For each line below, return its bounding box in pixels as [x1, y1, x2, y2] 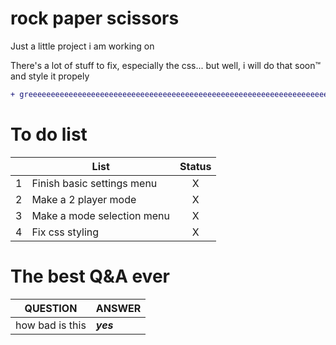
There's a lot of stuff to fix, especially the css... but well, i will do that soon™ [10, 59, 322, 71]
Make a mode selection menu [31, 208, 170, 222]
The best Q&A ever [10, 265, 170, 287]
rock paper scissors [10, 7, 180, 30]
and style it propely [10, 70, 90, 82]
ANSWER [95, 301, 142, 315]
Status [179, 159, 212, 173]
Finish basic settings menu [31, 176, 158, 190]
